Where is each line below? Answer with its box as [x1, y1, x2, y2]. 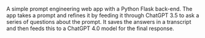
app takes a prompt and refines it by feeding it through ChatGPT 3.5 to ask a [6, 12, 199, 19]
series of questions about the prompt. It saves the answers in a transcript [6, 18, 191, 25]
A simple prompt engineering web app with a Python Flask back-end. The [6, 6, 193, 12]
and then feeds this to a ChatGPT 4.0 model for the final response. [6, 25, 174, 32]
